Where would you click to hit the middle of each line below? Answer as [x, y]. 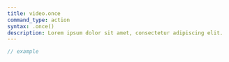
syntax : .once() [31, 26]
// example [23, 52]
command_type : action [39, 20]
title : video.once [34, 13]
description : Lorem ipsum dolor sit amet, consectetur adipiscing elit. [115, 33]
